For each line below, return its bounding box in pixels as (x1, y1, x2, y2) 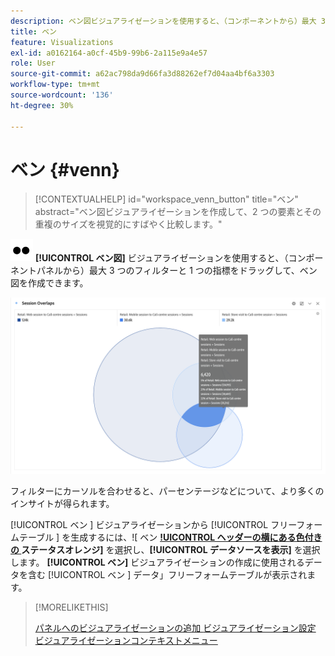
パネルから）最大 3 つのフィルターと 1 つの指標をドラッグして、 (36, 265, 300, 277)
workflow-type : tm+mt (10, 80, 101, 90)
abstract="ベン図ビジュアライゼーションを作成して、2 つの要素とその (34, 206, 322, 218)
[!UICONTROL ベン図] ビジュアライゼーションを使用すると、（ (34, 252, 289, 264)
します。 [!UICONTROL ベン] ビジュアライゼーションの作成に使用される (10, 556, 305, 568)
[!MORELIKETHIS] (34, 601, 109, 613)
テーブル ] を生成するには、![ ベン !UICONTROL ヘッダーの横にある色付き (18, 531, 323, 543)
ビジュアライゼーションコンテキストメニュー (34, 634, 218, 646)
